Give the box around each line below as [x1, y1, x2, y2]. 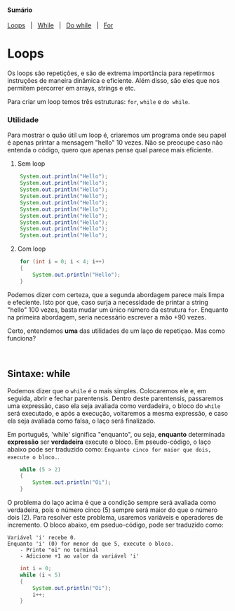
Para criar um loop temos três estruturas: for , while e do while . [7, 98, 191, 106]
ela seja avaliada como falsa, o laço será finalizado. [7, 416, 156, 425]
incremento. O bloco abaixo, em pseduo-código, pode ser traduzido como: [7, 520, 224, 529]
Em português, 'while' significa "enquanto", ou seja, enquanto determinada [7, 430, 225, 438]
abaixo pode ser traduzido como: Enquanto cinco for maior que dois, [7, 445, 212, 453]
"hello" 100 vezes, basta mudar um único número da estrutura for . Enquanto [7, 305, 229, 314]
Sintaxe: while [7, 368, 71, 380]
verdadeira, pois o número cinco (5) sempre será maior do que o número [7, 506, 218, 514]
